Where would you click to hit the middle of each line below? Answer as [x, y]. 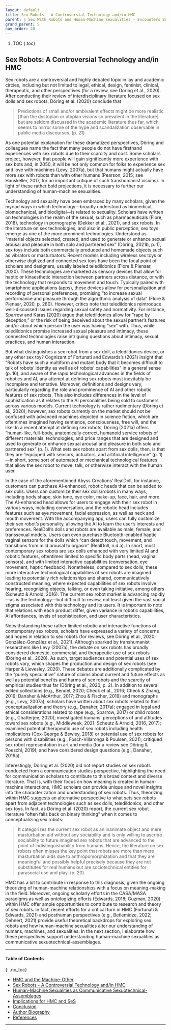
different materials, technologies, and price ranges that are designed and [82, 438]
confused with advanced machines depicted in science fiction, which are [82, 416]
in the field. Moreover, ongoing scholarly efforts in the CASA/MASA [76, 893]
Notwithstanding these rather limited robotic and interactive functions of [81, 625]
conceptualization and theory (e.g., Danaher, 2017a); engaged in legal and [83, 707]
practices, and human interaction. [40, 342]
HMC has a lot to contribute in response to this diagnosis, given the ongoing [85, 882]
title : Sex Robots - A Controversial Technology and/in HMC [70, 15]
